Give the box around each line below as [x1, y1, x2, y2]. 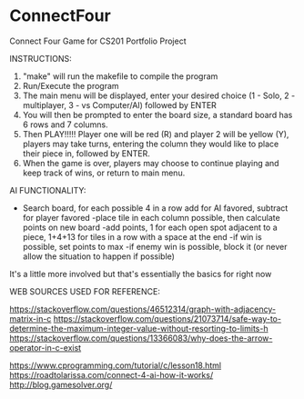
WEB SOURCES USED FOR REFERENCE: [9, 285, 161, 296]
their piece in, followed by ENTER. [22, 147, 150, 159]
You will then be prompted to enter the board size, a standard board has [22, 109, 293, 120]
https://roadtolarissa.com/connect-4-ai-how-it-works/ [9, 369, 214, 380]
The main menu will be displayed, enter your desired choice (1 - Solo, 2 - [22, 90, 296, 101]
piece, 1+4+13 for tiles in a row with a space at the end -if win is [22, 231, 262, 242]
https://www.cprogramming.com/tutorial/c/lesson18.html [9, 360, 221, 371]
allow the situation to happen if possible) [22, 251, 176, 262]
